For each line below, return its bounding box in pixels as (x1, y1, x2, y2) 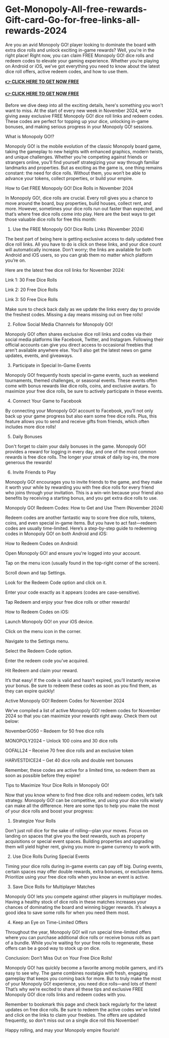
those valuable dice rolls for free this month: (5, 216, 97, 222)
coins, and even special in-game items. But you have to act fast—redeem (5, 520, 157, 526)
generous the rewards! (5, 459, 52, 465)
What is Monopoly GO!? (5, 133, 54, 139)
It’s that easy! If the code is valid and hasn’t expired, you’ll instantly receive (5, 677, 160, 683)
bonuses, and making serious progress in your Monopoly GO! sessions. (5, 124, 153, 130)
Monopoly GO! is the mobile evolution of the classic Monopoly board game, (5, 143, 162, 149)
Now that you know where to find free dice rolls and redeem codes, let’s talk (5, 792, 163, 798)
